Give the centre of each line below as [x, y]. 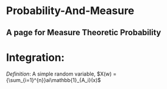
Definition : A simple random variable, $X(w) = [61, 74]
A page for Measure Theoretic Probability [84, 32]
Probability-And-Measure [70, 11]
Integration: [35, 57]
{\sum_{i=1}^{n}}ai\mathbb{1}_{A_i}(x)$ [54, 80]
